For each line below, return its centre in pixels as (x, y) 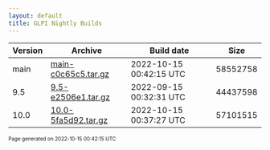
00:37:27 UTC (158, 120)
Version (28, 51)
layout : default (35, 16)
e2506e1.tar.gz (81, 97)
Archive (87, 51)
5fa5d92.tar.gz (80, 120)
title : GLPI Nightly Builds (55, 23)
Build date (170, 51)
